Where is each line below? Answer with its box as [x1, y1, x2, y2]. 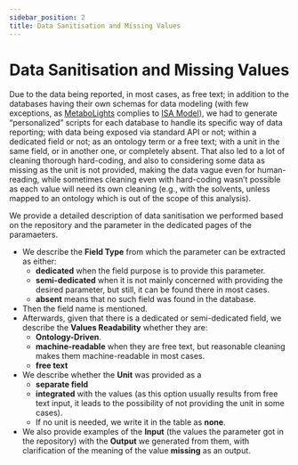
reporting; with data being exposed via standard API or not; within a [9, 126, 257, 138]
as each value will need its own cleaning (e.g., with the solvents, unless [9, 184, 270, 194]
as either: [21, 256, 57, 267]
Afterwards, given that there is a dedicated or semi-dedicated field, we [21, 313, 282, 323]
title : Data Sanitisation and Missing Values [9, 21, 181, 30]
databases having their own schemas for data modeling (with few [9, 99, 249, 110]
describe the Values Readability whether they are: [21, 322, 208, 333]
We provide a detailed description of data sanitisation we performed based [9, 210, 284, 221]
